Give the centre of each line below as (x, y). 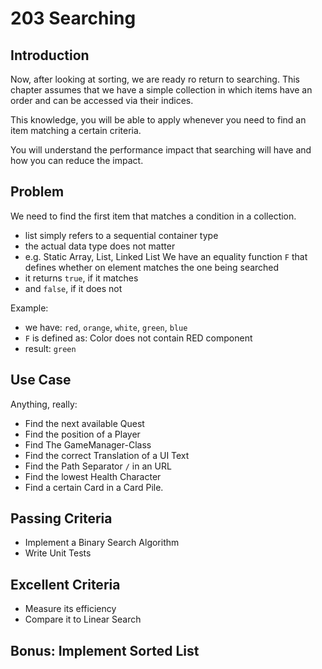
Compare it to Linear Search (83, 619)
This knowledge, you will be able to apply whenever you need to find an (158, 120)
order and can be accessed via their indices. (102, 100)
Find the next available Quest (84, 423)
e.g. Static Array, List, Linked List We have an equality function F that (166, 256)
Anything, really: (44, 404)
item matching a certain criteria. (76, 130)
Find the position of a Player (82, 434)
